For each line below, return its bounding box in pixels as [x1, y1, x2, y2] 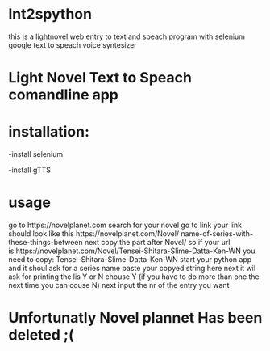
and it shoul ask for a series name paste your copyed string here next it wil [8, 264, 256, 273]
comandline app [8, 86, 119, 104]
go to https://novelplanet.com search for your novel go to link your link [8, 220, 242, 230]
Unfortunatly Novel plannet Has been [8, 309, 263, 328]
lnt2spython [8, 5, 93, 23]
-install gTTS [8, 165, 51, 175]
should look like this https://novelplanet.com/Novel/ [8, 229, 180, 239]
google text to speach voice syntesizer [8, 40, 137, 49]
